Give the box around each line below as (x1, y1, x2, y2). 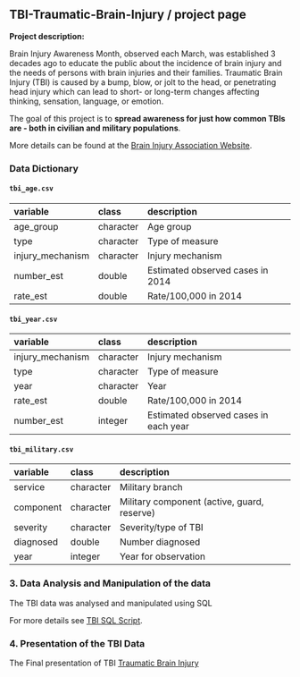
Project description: (9, 30, 85, 41)
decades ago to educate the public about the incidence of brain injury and (9, 57, 282, 68)
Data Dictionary (9, 162, 79, 174)
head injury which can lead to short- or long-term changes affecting (9, 86, 260, 97)
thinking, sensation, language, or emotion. (9, 96, 164, 106)
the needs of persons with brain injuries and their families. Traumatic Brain (9, 67, 283, 78)
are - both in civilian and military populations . (9, 123, 181, 133)
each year (146, 420, 189, 433)
